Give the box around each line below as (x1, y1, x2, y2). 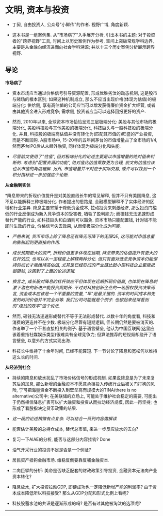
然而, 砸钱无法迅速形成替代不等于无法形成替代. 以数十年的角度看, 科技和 (12, 313, 156, 319)
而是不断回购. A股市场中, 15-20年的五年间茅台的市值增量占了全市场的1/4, (12, 137, 158, 143)
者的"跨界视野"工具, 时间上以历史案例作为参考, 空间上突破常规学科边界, (12, 38, 154, 44)
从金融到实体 (5, 182, 31, 188)
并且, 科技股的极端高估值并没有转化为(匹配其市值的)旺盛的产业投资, (18, 131, 153, 137)
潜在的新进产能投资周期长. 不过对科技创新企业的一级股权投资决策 (20, 284, 151, 290)
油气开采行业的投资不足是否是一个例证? (12, 447, 91, 453)
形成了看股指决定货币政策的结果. (12, 405, 78, 411)
